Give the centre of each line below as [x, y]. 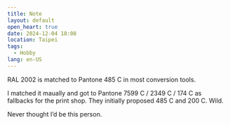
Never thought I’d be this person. [55, 114]
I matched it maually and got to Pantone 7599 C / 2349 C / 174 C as [104, 93]
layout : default [31, 20]
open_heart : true [33, 27]
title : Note [25, 14]
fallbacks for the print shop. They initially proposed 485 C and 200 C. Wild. [116, 100]
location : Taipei [33, 40]
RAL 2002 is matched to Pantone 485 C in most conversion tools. [102, 79]
